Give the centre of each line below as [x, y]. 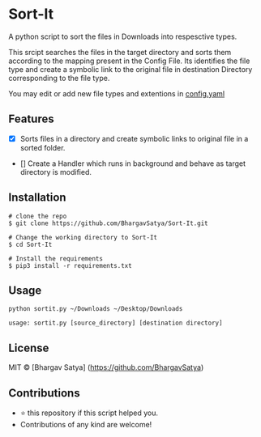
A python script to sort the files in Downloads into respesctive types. [123, 36]
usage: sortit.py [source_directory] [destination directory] [116, 323]
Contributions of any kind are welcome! [86, 425]
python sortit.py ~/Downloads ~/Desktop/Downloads [96, 309]
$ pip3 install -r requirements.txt [70, 265]
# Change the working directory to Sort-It [83, 237]
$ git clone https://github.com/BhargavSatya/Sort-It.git [108, 223]
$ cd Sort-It [30, 244]
